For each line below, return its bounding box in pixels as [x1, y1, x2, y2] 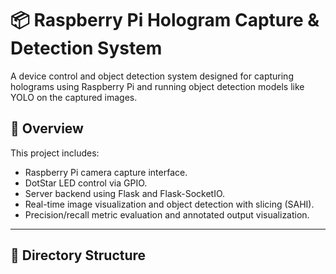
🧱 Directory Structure [10, 247, 147, 264]
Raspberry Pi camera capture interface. [24, 166, 188, 178]
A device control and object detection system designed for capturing [10, 70, 294, 82]
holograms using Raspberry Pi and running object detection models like [10, 80, 305, 92]
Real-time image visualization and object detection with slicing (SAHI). [24, 198, 315, 210]
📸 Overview [10, 120, 84, 137]
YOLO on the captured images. [10, 91, 138, 103]
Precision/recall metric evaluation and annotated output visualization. [24, 208, 310, 221]
